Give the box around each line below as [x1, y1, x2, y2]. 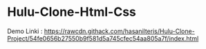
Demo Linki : [7, 27, 43, 35]
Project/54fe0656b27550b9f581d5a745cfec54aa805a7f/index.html [7, 34, 199, 42]
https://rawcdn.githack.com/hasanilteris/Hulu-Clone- [44, 27, 195, 35]
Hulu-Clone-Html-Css [7, 4, 137, 20]
